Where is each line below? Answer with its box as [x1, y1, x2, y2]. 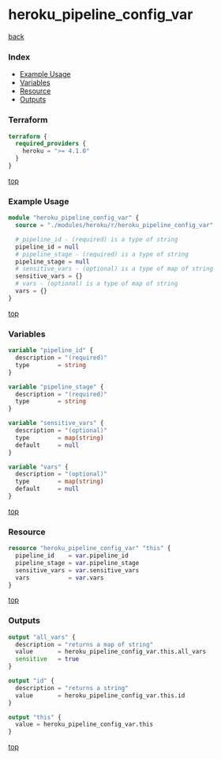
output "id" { [8, 677, 55, 685]
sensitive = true [15, 655, 80, 663]
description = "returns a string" [15, 684, 129, 692]
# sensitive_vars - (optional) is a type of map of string [15, 265, 214, 273]
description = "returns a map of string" [15, 640, 154, 648]
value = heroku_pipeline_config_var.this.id [15, 691, 185, 700]
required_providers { [15, 140, 87, 148]
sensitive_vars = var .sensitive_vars [15, 566, 140, 575]
